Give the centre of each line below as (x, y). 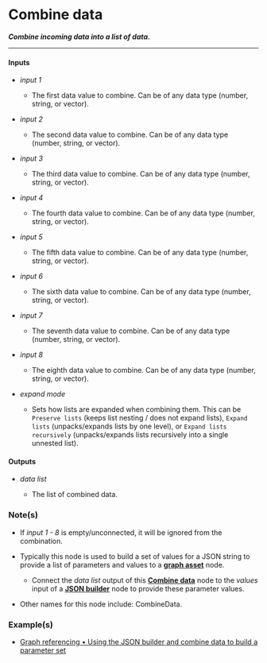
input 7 (31, 316)
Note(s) (23, 515)
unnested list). (55, 444)
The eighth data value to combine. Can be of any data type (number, (143, 370)
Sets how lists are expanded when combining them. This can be (136, 409)
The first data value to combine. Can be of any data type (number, (140, 95)
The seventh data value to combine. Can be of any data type (131, 331)
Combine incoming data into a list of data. (79, 37)
